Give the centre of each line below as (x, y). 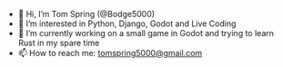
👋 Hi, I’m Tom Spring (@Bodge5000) (86, 14)
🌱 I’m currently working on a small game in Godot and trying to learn (146, 33)
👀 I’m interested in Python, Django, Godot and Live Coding (127, 24)
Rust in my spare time (59, 43)
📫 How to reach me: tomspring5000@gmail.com (110, 53)
